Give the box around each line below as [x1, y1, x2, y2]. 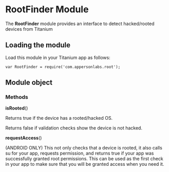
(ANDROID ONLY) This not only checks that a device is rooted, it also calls [5, 145, 163, 151]
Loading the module [5, 41, 71, 50]
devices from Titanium [5, 26, 53, 32]
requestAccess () [5, 135, 42, 141]
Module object [5, 78, 53, 87]
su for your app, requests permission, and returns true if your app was [5, 150, 154, 157]
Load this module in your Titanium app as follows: [5, 54, 110, 60]
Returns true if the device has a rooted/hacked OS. [5, 115, 113, 121]
